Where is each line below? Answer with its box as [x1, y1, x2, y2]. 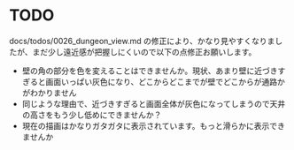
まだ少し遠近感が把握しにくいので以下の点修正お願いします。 [32, 46, 257, 57]
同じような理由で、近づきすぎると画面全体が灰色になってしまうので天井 [21, 98, 286, 109]
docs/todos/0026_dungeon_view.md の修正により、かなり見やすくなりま [9, 35, 275, 46]
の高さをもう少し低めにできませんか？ [21, 109, 162, 120]
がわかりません [21, 87, 77, 98]
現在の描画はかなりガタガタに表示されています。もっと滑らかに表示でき [21, 120, 285, 131]
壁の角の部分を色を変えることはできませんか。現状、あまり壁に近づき [21, 65, 278, 76]
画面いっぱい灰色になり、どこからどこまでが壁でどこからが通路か [45, 76, 285, 86]
